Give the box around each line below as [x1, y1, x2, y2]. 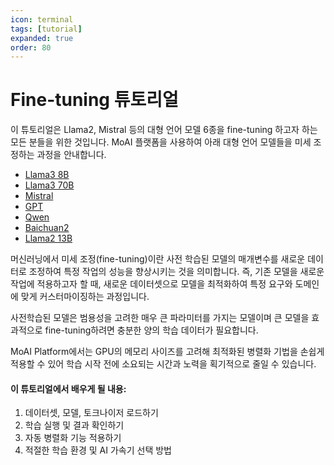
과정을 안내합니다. [36, 149, 107, 161]
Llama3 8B [24, 169, 70, 181]
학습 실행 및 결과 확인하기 [24, 419, 125, 431]
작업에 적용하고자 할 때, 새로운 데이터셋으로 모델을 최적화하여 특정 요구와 [10, 278, 293, 290]
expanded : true [10, 33, 74, 43]
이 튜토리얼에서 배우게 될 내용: [10, 382, 127, 395]
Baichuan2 [24, 222, 70, 234]
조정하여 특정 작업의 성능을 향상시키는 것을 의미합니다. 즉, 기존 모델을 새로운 [28, 266, 325, 278]
